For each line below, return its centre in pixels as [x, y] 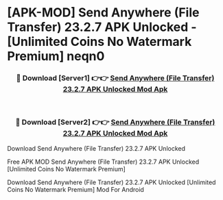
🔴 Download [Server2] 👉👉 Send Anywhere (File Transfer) [115, 123]
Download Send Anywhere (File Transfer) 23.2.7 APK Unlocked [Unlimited [111, 182]
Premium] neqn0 [56, 57]
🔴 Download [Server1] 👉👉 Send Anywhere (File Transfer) [115, 78]
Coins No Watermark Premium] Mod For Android [75, 189]
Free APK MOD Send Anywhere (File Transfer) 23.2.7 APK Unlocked [103, 162]
